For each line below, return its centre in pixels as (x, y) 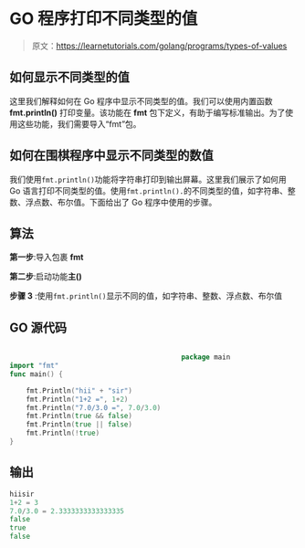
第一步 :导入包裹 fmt (47, 258)
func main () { (37, 374)
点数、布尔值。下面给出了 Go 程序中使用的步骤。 (125, 202)
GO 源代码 (38, 327)
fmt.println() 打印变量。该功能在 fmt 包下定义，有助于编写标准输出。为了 (147, 112)
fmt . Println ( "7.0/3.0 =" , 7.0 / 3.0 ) (94, 407)
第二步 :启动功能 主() (46, 277)
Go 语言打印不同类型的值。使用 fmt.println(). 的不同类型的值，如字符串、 (149, 190)
